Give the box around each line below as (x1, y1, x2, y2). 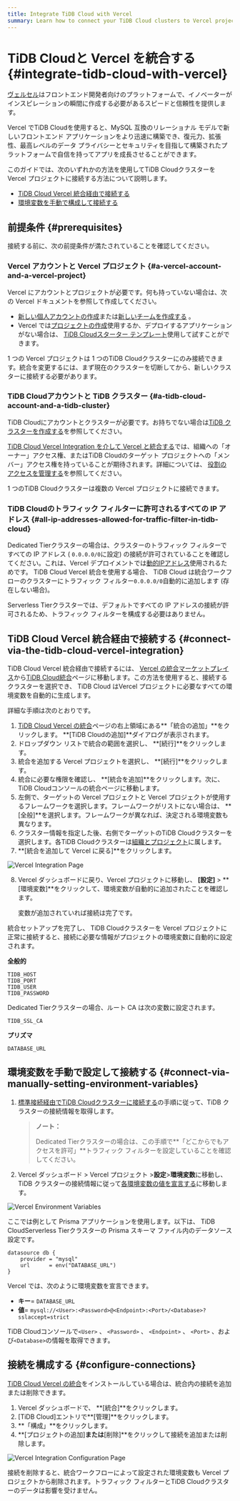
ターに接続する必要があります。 (7, 372, 101, 380)
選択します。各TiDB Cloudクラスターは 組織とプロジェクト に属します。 (17, 837, 226, 846)
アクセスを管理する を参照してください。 (7, 469, 126, 477)
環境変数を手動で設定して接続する (7, 1066, 158, 1079)
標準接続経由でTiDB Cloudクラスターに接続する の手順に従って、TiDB (17, 1098, 221, 1106)
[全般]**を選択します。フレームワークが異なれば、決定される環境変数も (17, 811, 229, 819)
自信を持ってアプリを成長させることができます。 (56, 150, 201, 159)
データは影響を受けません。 (19, 1486, 101, 1495)
